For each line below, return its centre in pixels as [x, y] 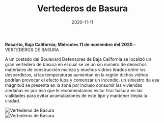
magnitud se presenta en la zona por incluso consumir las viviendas [74, 85]
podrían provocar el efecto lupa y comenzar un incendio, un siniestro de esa [82, 80]
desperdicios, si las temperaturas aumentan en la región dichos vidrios [77, 74]
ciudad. [13, 100]
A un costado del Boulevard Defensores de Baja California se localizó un [78, 59]
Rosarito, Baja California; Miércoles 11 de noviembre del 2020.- [70, 44]
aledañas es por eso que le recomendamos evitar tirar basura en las [74, 90]
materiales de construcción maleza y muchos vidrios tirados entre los [75, 70]
